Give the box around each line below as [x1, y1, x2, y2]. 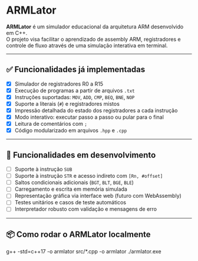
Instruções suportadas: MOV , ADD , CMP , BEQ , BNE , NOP [14, 93, 135, 100]
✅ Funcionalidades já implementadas [6, 64, 146, 74]
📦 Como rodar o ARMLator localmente [6, 229, 151, 239]
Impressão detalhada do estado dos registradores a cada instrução [14, 107, 178, 114]
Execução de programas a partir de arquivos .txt [14, 87, 135, 94]
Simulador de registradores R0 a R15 [14, 80, 104, 87]
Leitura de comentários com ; [14, 120, 87, 128]
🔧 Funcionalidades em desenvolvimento [6, 150, 156, 160]
